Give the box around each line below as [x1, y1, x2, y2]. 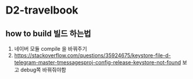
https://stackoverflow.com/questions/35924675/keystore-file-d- [14, 52, 171, 59]
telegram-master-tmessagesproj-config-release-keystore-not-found [14, 59, 181, 65]
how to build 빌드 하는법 [5, 28, 91, 38]
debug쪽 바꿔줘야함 [20, 66, 67, 73]
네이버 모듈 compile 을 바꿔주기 [14, 45, 87, 52]
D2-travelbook [5, 4, 78, 17]
